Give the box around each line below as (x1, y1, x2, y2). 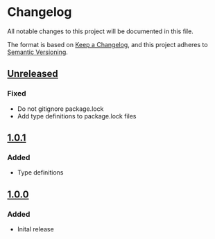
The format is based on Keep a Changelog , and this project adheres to (7, 40, 208, 48)
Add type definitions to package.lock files (17, 112, 137, 120)
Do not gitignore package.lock (17, 105, 104, 113)
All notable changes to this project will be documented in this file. (7, 27, 194, 35)
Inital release (17, 225, 54, 233)
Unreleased (7, 68, 59, 80)
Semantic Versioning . (7, 48, 68, 56)
